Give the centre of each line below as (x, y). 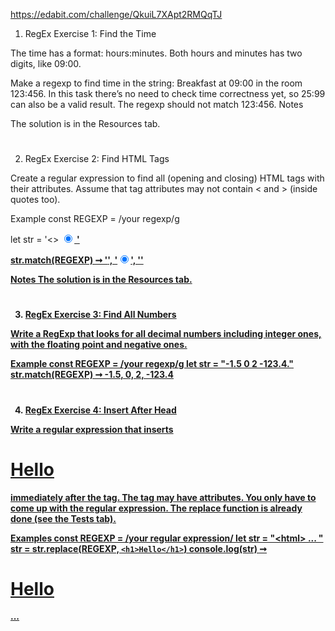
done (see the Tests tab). (63, 518)
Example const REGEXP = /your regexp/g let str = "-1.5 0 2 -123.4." (152, 364)
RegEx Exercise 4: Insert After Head (100, 410)
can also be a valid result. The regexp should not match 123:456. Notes (157, 104)
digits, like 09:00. (46, 63)
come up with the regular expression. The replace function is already (156, 508)
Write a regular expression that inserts (92, 429)
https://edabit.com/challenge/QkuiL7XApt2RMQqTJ (116, 14)
